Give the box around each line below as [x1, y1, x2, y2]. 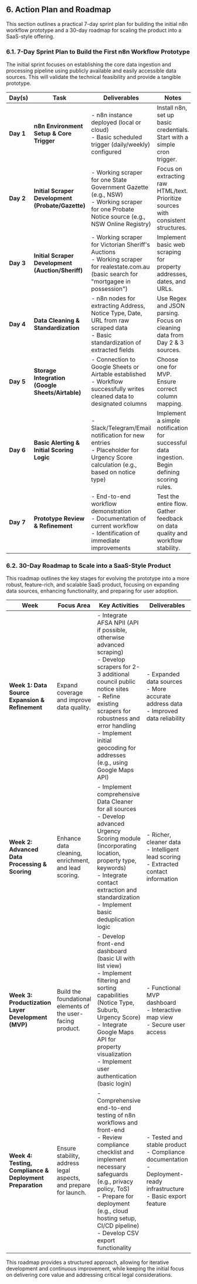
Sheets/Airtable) [33, 389, 81, 397]
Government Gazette [91, 183, 148, 191]
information [146, 875, 178, 883]
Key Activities [98, 601, 139, 610]
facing [56, 1017, 74, 1025]
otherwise [97, 633, 125, 641]
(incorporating [97, 842, 137, 850]
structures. [157, 224, 187, 232]
